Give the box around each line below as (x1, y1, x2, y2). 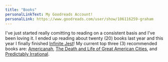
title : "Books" (5, 7, 37, 12)
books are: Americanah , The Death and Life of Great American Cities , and (5, 46, 157, 52)
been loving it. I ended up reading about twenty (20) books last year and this (5, 35, 163, 41)
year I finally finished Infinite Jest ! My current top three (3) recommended (5, 41, 157, 47)
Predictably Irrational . (5, 51, 50, 57)
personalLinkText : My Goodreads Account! (5, 12, 93, 17)
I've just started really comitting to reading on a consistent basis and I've (5, 30, 155, 36)
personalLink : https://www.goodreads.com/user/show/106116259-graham (5, 16, 154, 21)
